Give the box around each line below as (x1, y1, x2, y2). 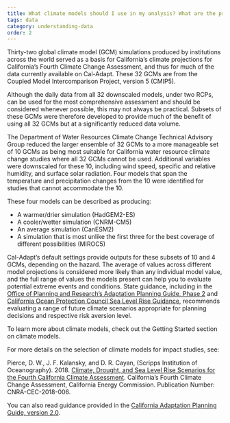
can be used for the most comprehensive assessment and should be (7, 98, 201, 106)
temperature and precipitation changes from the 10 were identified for (7, 176, 204, 185)
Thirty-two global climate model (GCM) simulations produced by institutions (7, 48, 221, 56)
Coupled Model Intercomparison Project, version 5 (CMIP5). (7, 77, 176, 86)
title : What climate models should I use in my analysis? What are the (7, 10, 216, 17)
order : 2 (7, 29, 32, 36)
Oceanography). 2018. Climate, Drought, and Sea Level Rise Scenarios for (7, 366, 216, 374)
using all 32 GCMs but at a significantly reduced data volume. (7, 119, 181, 128)
